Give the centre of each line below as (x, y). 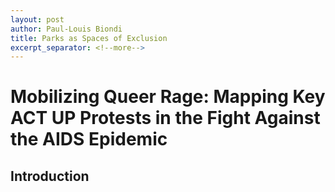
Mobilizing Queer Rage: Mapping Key (168, 97)
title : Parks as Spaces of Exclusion (89, 38)
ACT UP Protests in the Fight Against (165, 118)
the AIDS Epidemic (89, 139)
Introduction (50, 176)
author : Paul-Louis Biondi (66, 29)
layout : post (37, 19)
